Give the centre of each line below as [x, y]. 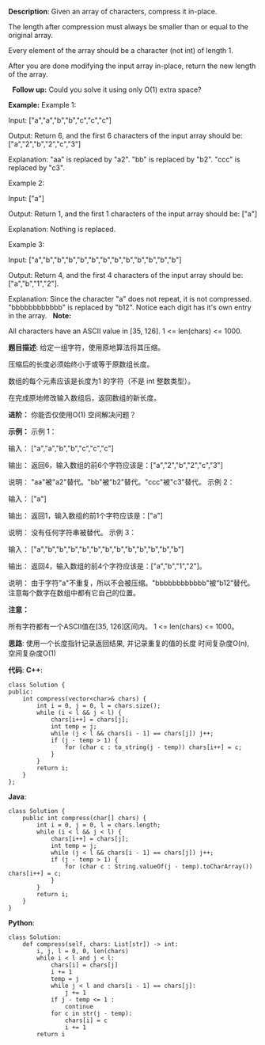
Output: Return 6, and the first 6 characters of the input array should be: [125, 135]
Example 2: [26, 183]
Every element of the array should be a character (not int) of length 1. [121, 50]
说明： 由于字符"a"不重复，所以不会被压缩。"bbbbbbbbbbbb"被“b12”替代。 [131, 583]
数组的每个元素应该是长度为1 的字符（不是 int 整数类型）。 [102, 381]
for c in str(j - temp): [91, 1013]
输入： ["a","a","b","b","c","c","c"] [61, 448]
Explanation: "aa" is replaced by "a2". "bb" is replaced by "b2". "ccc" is [124, 159]
